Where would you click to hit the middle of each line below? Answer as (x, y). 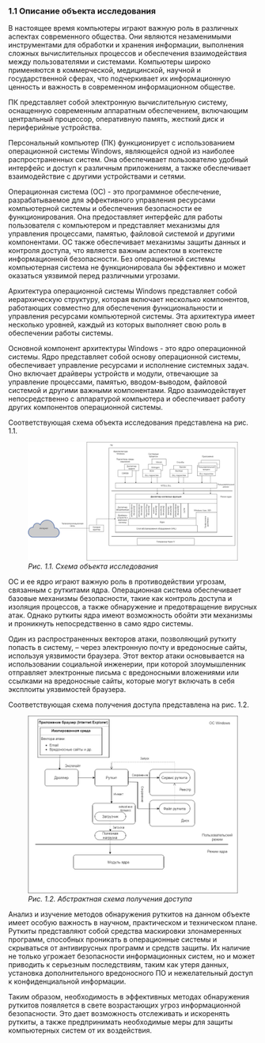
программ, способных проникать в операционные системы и (113, 939)
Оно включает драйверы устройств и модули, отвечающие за (114, 374)
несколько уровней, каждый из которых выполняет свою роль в (117, 325)
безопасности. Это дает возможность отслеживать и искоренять (119, 1013)
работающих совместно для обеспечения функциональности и (115, 308)
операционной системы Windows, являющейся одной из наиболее (121, 151)
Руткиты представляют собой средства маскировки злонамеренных (125, 931)
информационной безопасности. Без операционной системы (112, 259)
